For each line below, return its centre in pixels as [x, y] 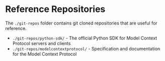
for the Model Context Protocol [45, 54]
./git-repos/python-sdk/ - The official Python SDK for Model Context [85, 38]
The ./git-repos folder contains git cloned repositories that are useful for [81, 23]
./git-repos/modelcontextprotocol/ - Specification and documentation [86, 48]
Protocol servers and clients [42, 43]
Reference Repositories [55, 9]
